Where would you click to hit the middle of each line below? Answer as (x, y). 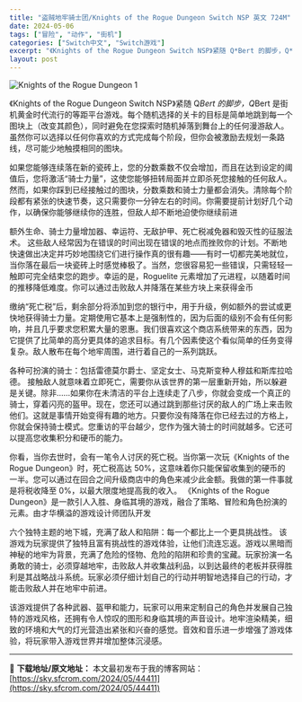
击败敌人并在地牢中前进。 (64, 588)
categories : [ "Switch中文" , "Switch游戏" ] (87, 43)
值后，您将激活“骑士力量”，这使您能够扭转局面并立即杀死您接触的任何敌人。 (151, 179)
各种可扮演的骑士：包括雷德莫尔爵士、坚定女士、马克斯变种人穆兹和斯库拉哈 (151, 370)
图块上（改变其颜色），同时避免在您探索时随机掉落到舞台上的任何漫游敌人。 (149, 126)
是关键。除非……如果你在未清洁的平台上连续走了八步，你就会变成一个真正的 (150, 393)
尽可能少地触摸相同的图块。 (76, 148)
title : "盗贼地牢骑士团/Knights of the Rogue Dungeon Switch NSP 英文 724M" (150, 18)
